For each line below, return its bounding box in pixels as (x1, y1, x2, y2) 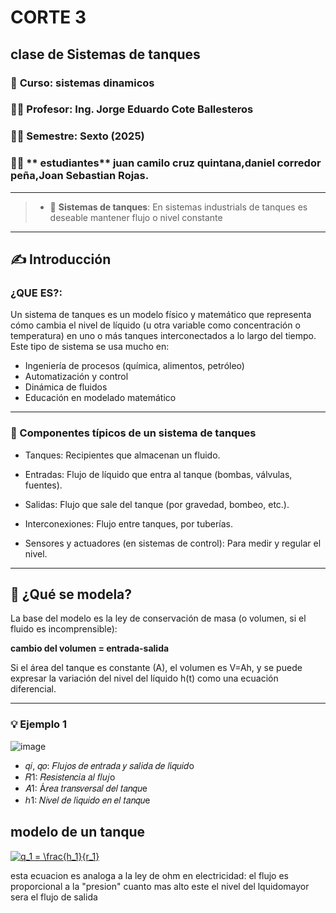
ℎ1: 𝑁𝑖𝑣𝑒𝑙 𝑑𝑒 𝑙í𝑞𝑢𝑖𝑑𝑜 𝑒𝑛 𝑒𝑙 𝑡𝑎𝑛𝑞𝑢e (24, 794, 151, 806)
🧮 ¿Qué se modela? (10, 586, 133, 603)
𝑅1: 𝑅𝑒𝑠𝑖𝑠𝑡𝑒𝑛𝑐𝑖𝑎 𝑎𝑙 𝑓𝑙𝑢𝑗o (24, 771, 116, 783)
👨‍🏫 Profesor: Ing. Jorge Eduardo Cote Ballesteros (10, 102, 254, 116)
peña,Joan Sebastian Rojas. (10, 169, 150, 183)
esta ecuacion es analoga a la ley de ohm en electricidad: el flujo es (10, 869, 290, 881)
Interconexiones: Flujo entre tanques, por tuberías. (24, 517, 234, 530)
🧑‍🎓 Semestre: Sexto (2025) (10, 129, 145, 143)
